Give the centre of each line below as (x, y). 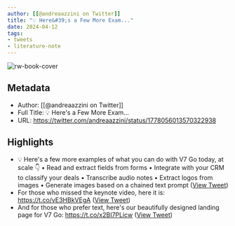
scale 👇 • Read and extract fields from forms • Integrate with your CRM (121, 167)
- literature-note (34, 46)
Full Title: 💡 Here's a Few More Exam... (73, 112)
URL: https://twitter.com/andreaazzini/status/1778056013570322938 (116, 120)
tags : (15, 33)
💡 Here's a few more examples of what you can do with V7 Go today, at (120, 159)
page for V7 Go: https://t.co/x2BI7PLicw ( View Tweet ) (95, 215)
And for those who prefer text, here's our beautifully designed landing (118, 207)
